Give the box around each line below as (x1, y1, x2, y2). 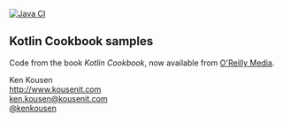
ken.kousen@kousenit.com (9, 93, 108, 103)
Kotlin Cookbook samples (9, 34, 154, 49)
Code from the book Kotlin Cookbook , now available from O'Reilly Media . (9, 57, 275, 68)
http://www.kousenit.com (9, 84, 102, 95)
